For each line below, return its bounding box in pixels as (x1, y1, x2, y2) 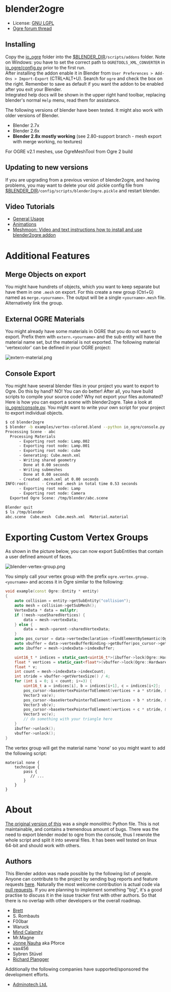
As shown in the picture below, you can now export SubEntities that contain (5, 548, 164, 554)
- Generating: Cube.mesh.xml (18, 453, 81, 458)
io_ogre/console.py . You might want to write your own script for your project (5, 404, 165, 411)
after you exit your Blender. (5, 86, 62, 92)
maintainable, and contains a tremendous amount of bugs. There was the (5, 826, 159, 832)
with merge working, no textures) (12, 138, 82, 144)
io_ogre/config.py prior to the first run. (5, 64, 85, 70)
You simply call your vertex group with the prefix (5, 573, 107, 579)
